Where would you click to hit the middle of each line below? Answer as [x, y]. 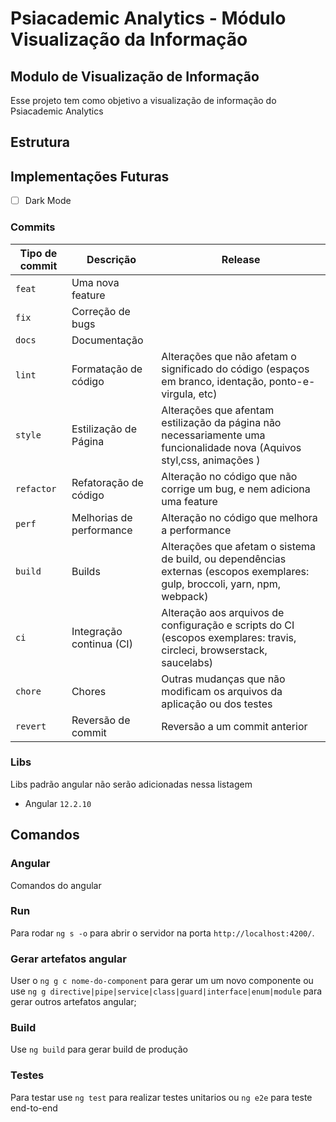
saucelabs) [187, 662]
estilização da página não [221, 422]
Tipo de [38, 253]
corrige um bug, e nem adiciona [236, 489]
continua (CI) [102, 644]
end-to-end [34, 1108]
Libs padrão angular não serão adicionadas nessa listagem [131, 784]
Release [241, 259]
